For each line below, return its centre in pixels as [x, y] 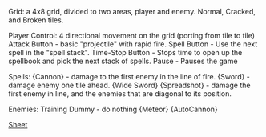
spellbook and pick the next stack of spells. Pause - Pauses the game [123, 61]
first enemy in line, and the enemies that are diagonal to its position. [120, 94]
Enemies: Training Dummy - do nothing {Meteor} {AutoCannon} [113, 109]
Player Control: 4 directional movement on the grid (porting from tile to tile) [131, 36]
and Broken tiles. [36, 20]
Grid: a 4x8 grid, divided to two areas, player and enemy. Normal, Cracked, [132, 12]
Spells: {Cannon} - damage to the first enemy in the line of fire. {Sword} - [129, 77]
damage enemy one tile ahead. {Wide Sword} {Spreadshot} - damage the [129, 85]
